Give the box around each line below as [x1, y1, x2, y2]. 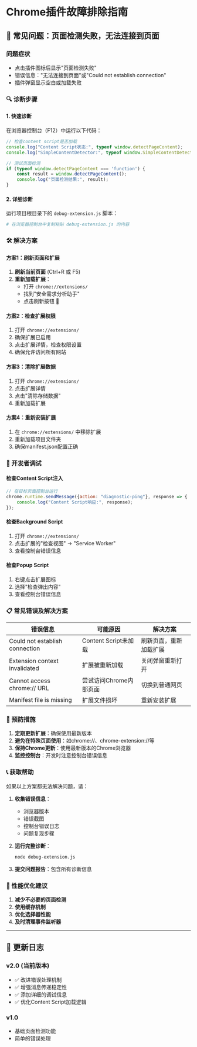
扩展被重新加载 [81, 661, 124, 669]
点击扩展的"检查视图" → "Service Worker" [14, 539, 116, 546]
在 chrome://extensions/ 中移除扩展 [14, 428, 101, 435]
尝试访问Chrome [81, 677, 128, 685]
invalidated [9, 664, 39, 672]
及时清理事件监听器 [14, 918, 62, 925]
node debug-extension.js [14, 854, 76, 860]
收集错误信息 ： [14, 795, 51, 802]
